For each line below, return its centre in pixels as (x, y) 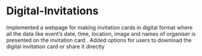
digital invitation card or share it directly (55, 46)
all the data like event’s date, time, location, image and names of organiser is (101, 33)
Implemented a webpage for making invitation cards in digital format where (99, 27)
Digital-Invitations (52, 11)
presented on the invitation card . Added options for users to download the (99, 40)
